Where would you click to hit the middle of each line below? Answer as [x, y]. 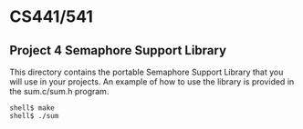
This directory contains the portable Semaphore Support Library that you [146, 72]
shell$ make [32, 108]
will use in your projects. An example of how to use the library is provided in [152, 82]
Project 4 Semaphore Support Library [118, 50]
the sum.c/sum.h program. [59, 91]
